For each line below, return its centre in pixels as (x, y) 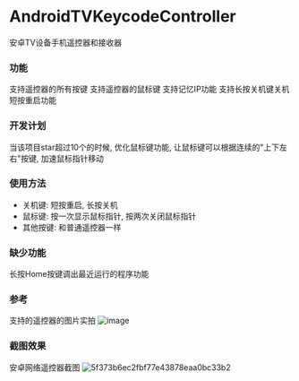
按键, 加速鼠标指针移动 (63, 158)
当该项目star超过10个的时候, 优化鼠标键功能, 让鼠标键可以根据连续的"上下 (145, 147)
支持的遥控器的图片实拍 (52, 321)
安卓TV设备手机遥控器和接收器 (66, 42)
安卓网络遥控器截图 (45, 367)
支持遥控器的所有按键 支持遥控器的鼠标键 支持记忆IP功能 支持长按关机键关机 (149, 89)
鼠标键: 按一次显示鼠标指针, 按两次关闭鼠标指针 (109, 216)
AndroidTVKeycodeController (123, 17)
